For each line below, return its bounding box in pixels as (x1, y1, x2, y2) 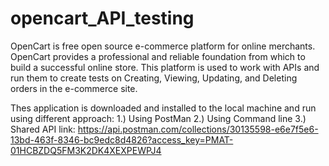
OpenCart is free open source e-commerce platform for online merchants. (10, 40, 316, 52)
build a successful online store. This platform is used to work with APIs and (10, 61, 320, 73)
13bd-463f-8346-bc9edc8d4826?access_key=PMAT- (10, 133, 234, 146)
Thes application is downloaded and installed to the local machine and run (10, 102, 317, 114)
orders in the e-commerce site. (10, 82, 138, 94)
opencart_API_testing (10, 7, 195, 30)
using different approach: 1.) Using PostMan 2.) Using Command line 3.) (10, 112, 307, 124)
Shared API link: (10, 123, 76, 135)
